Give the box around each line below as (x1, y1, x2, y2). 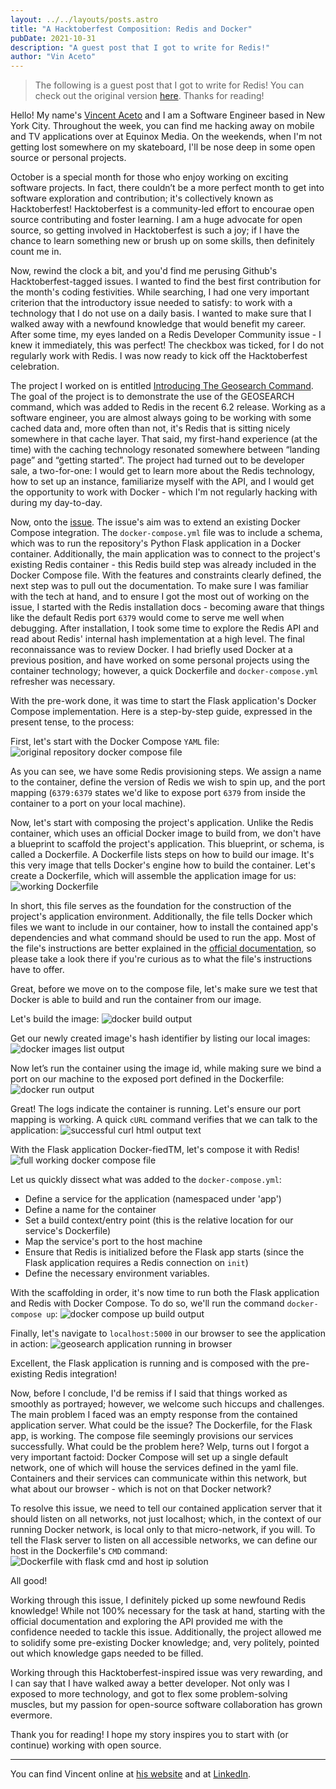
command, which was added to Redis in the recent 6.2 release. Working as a (10, 401, 326, 413)
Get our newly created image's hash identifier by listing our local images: (10, 1032, 311, 1045)
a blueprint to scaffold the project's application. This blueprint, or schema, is (10, 838, 325, 850)
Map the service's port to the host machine (24, 1236, 203, 1248)
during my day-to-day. (10, 497, 103, 509)
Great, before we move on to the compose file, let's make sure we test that (10, 983, 318, 995)
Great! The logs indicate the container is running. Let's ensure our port (10, 1103, 301, 1115)
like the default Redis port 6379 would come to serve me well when (10, 612, 285, 624)
